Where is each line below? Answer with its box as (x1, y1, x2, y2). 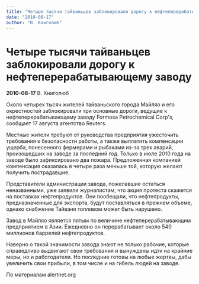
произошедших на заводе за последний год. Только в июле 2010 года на (6, 150, 191, 157)
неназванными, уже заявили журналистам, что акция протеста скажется (6, 187, 192, 194)
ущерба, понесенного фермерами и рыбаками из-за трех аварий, (6, 144, 174, 151)
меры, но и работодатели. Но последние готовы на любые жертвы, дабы (6, 253, 191, 260)
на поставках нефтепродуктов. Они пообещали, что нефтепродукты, (6, 193, 179, 200)
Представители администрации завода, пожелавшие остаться (6, 181, 165, 188)
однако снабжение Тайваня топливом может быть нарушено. (6, 205, 163, 213)
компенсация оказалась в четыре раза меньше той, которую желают (6, 163, 182, 170)
